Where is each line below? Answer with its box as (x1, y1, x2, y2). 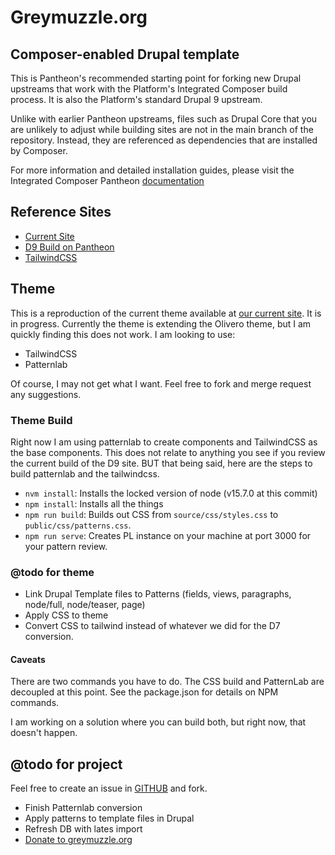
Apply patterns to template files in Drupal (24, 812, 195, 825)
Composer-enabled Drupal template (10, 46, 240, 63)
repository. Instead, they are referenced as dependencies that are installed (10, 134, 318, 146)
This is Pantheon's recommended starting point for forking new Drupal (10, 72, 302, 84)
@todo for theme (10, 565, 95, 579)
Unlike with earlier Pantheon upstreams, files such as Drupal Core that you (10, 113, 318, 125)
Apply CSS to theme (24, 609, 109, 621)
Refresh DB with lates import (24, 823, 143, 835)
